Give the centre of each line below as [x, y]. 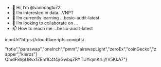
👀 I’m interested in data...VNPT [43, 13]
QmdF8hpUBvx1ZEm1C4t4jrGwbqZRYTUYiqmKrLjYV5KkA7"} [66, 59]
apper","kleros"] [21, 54]
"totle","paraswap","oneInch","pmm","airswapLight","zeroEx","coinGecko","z [81, 49]
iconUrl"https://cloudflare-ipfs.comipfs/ [45, 40]
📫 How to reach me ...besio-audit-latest [53, 28]
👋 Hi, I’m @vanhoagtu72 [36, 8]
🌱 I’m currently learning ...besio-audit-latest [56, 18]
